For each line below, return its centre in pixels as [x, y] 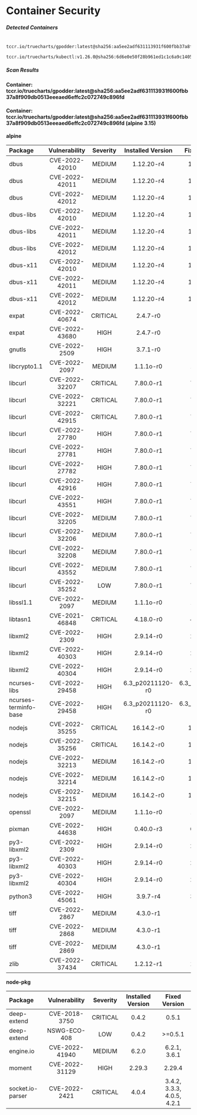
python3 [21, 897]
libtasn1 [20, 619]
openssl [20, 812]
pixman [19, 829]
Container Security [53, 11]
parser [18, 1096]
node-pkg [18, 982]
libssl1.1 [21, 602]
